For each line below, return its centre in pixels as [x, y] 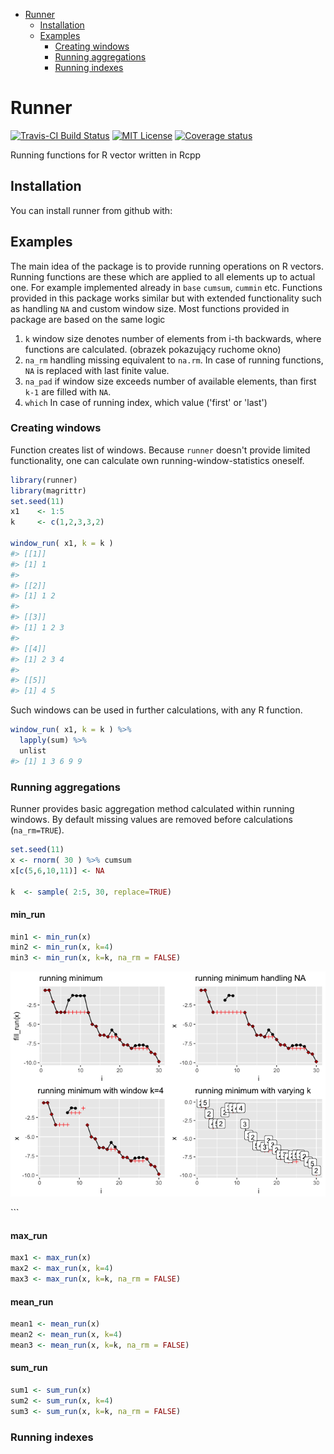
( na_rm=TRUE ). [37, 830]
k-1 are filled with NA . [68, 391]
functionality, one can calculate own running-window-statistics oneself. [157, 460]
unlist [33, 750]
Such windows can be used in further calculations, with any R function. [156, 710]
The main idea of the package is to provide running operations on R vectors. [167, 266]
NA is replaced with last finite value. [97, 370]
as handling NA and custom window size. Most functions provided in [150, 308]
